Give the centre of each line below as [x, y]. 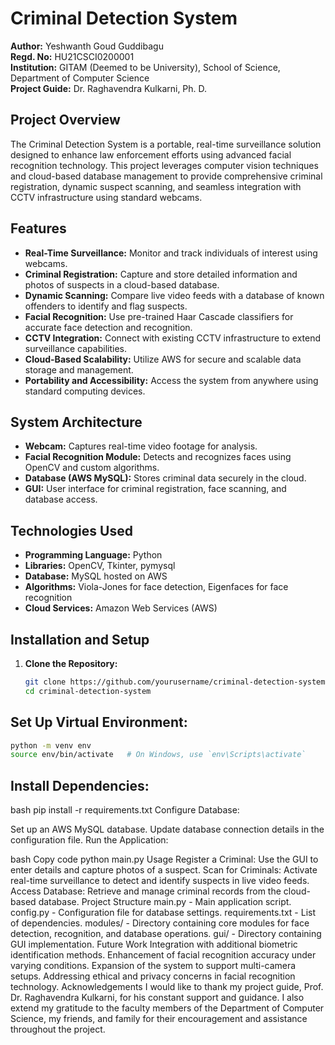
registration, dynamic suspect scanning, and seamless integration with [156, 186]
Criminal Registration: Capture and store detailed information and [161, 274]
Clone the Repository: [71, 663]
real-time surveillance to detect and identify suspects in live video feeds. [160, 881]
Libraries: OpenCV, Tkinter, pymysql [100, 566]
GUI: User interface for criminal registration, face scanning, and [155, 489]
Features [38, 228]
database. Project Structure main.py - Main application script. [165, 902]
